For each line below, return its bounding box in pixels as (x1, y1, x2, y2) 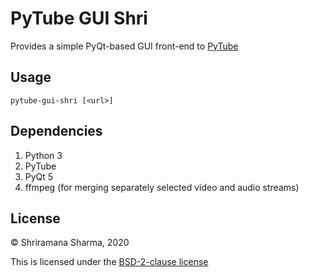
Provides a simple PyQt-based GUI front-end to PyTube (10, 40, 239, 52)
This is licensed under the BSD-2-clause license (10, 256, 209, 268)
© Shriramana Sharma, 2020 (10, 237, 130, 249)
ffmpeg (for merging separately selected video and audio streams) (24, 181, 300, 193)
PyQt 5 (24, 170, 54, 182)
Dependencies (10, 123, 103, 140)
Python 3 (24, 149, 63, 161)
